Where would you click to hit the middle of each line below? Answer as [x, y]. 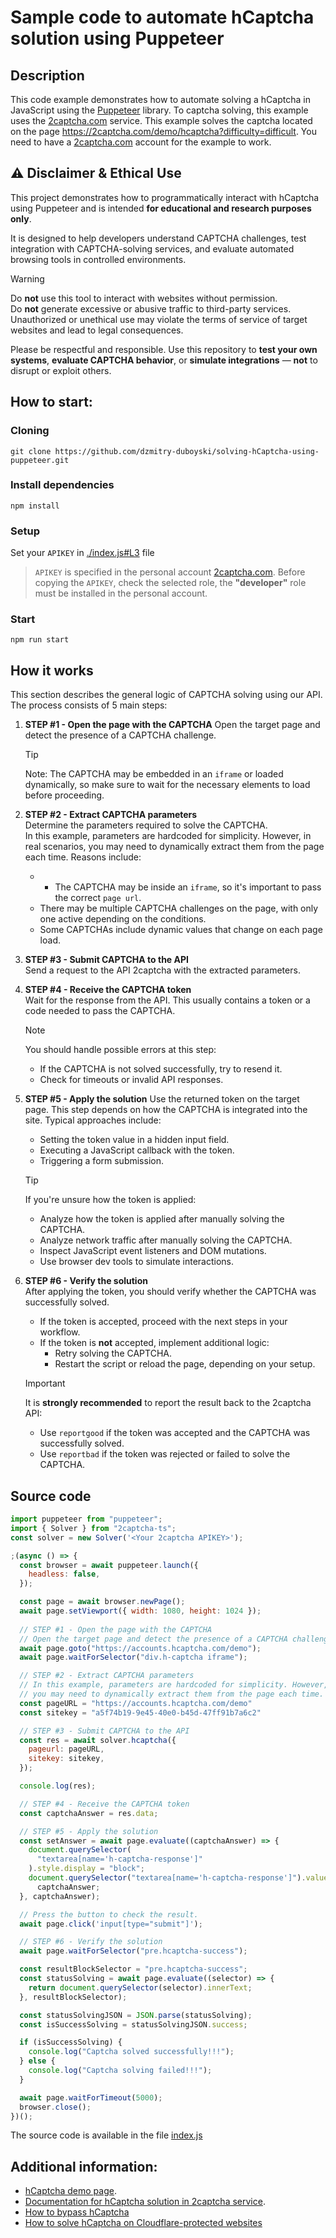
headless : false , [64, 1574]
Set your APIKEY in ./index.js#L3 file [82, 553]
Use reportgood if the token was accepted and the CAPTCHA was [175, 1433]
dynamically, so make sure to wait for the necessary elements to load [167, 785]
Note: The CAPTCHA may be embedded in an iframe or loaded [154, 774]
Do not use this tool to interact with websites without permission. [144, 298]
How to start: [51, 402]
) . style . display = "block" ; [86, 1869]
